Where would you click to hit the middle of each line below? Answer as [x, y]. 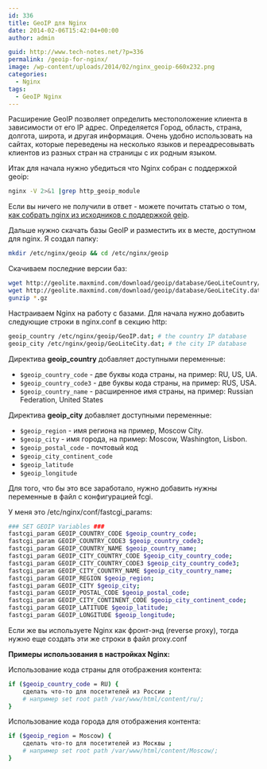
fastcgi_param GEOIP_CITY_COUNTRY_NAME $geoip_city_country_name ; [120, 571]
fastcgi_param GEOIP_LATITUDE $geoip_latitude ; [89, 608]
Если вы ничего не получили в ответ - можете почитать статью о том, [128, 207]
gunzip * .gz [28, 298]
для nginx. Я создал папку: [53, 239]
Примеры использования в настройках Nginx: [89, 654]
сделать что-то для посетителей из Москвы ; [97, 744]
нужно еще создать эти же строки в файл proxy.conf [98, 639]
